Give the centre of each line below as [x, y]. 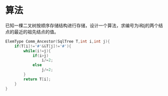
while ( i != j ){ [37, 51]
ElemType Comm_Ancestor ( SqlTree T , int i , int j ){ [58, 41]
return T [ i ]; [37, 79]
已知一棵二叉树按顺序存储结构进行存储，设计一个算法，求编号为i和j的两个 [82, 25]
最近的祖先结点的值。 [36, 31]
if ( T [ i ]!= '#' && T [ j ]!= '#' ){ [43, 46]
